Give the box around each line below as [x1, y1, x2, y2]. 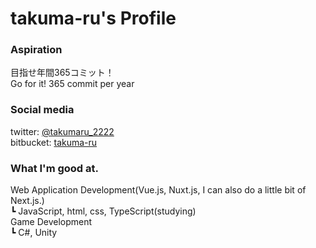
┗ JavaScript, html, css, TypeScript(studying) [10, 205, 197, 217]
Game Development [10, 216, 93, 228]
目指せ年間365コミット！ [10, 67, 115, 79]
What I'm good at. [10, 161, 100, 175]
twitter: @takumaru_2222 [10, 125, 115, 137]
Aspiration [10, 43, 63, 57]
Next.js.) [10, 195, 45, 207]
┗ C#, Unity [10, 227, 58, 239]
